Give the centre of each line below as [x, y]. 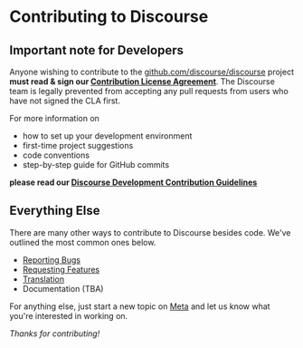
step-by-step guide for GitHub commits [96, 164]
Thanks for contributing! [55, 333]
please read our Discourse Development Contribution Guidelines [133, 182]
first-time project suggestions [78, 145]
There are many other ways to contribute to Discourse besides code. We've [150, 232]
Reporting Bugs [52, 259]
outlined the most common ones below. [83, 242]
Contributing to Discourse [109, 17]
